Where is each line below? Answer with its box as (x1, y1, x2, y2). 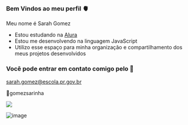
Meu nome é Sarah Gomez (6, 20, 71, 27)
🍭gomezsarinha (6, 89, 44, 96)
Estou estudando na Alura (14, 31, 78, 39)
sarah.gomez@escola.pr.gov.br (6, 78, 82, 85)
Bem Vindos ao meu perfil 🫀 (6, 4, 89, 12)
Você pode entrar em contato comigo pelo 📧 (6, 65, 134, 73)
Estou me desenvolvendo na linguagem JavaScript (14, 38, 137, 45)
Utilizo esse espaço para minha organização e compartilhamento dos (14, 44, 183, 51)
